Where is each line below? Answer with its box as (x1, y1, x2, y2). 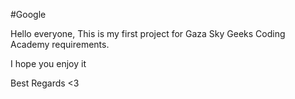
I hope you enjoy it (10, 58, 87, 69)
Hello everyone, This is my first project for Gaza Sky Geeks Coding (10, 28, 286, 39)
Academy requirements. (10, 39, 110, 50)
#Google (10, 9, 47, 20)
